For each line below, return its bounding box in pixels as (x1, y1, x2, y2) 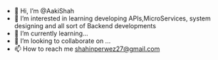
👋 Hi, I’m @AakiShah (14, 7, 75, 15)
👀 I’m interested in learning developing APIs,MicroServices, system (14, 14, 212, 23)
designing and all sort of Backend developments (14, 22, 157, 30)
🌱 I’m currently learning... (14, 29, 88, 37)
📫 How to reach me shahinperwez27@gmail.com (14, 44, 160, 53)
